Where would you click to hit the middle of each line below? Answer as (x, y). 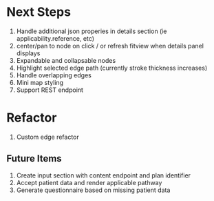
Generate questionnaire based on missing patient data (93, 190)
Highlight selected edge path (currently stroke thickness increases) (112, 68)
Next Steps (39, 12)
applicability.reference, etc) (55, 38)
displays (28, 53)
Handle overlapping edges (54, 75)
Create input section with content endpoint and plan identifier (103, 175)
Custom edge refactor (48, 137)
